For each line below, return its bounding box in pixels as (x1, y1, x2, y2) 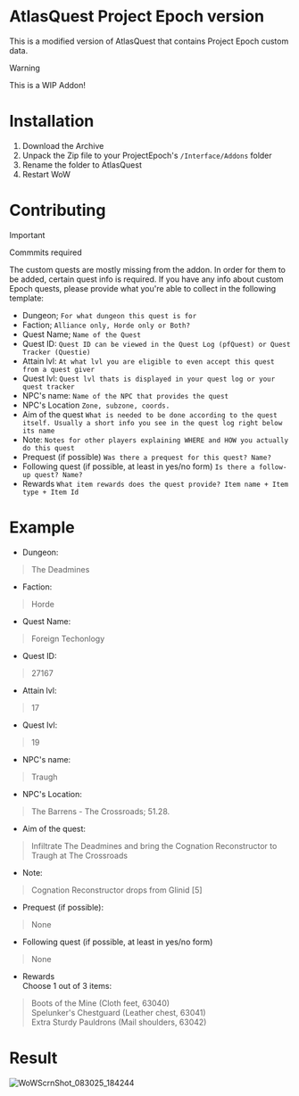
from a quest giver (21, 365, 96, 374)
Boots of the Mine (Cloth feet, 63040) (30, 997, 170, 1009)
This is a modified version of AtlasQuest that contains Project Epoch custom (9, 36, 289, 46)
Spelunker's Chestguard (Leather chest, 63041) (30, 1007, 207, 1018)
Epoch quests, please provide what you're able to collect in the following (9, 283, 277, 293)
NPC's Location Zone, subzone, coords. (21, 400, 170, 410)
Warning (9, 62, 40, 73)
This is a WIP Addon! (9, 79, 87, 90)
